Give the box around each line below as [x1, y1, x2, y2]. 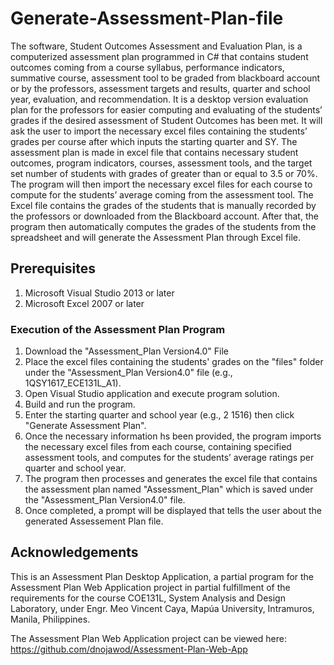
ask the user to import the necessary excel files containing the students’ [10, 125, 308, 137]
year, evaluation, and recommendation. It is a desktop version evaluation [10, 93, 309, 105]
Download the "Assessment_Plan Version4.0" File [24, 345, 229, 357]
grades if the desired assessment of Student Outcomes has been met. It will [10, 114, 323, 126]
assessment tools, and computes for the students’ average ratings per [24, 452, 315, 464]
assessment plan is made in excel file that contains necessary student [10, 146, 299, 158]
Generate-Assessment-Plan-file [10, 7, 284, 30]
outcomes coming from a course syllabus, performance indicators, [10, 61, 285, 73]
